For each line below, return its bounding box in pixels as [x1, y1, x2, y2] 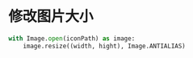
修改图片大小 [8, 7, 94, 26]
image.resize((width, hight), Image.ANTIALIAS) [23, 42, 186, 50]
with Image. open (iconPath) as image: [8, 34, 136, 43]
